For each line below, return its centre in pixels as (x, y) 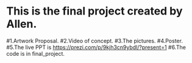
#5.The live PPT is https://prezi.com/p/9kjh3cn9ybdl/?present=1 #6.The (96, 47)
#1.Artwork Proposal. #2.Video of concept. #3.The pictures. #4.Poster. (94, 41)
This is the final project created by (94, 11)
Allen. (22, 24)
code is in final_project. (36, 53)
